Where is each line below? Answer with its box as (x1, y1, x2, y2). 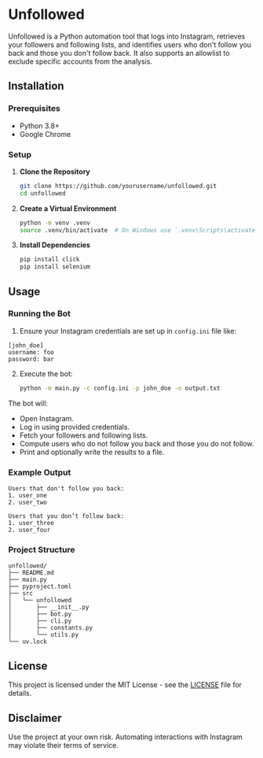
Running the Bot (8, 309, 71, 320)
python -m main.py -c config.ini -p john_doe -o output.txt (19, 384, 221, 392)
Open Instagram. (19, 413, 75, 423)
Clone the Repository (19, 167, 90, 176)
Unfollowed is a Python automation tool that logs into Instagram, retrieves (8, 31, 246, 41)
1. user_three (8, 520, 55, 527)
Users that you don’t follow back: (8, 512, 125, 520)
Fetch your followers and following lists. (19, 431, 148, 440)
